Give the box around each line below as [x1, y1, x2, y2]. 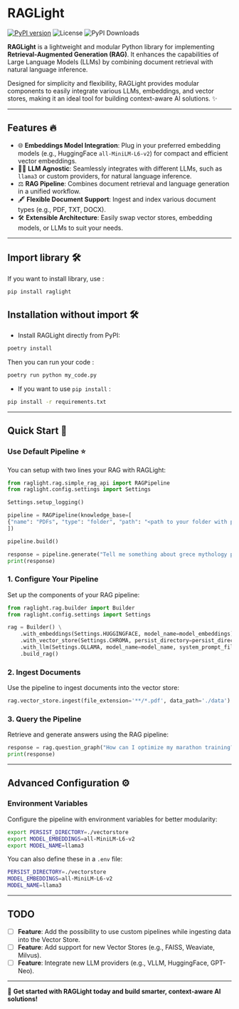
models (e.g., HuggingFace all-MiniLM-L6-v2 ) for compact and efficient [17, 148, 228, 158]
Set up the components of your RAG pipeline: [7, 590, 140, 599]
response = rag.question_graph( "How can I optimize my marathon [7, 744, 202, 751]
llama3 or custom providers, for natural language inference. [17, 171, 192, 180]
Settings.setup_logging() [7, 499, 84, 506]
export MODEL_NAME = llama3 [7, 842, 84, 849]
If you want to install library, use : [7, 274, 105, 283]
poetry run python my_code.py [7, 372, 97, 379]
